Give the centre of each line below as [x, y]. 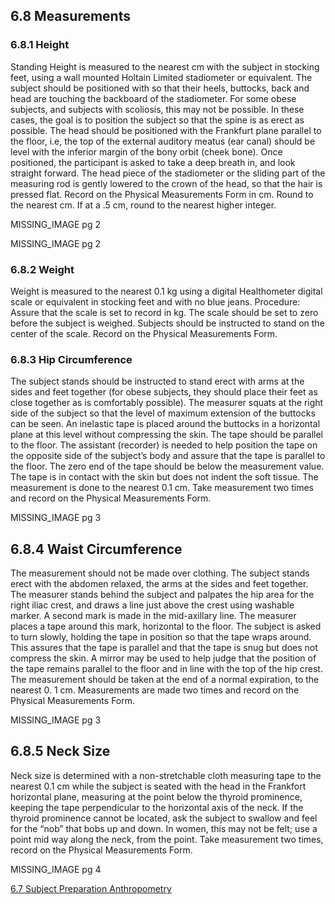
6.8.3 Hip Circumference [71, 359]
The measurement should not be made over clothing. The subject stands [160, 573]
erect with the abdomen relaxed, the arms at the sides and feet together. [159, 584]
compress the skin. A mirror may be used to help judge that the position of [163, 658]
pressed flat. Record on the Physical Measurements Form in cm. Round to [162, 194]
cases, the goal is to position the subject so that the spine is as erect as [157, 120]
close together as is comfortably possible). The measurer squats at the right [167, 403]
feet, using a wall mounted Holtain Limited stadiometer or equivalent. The [161, 77]
